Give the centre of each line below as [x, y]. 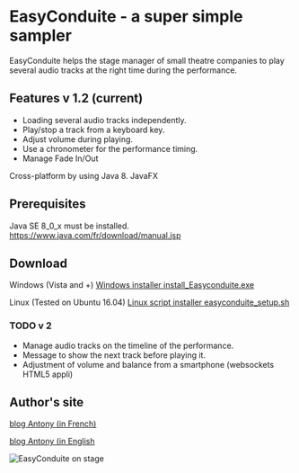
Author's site [47, 402]
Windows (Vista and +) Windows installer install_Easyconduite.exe [132, 285]
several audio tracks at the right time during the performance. [123, 70]
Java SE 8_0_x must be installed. [70, 226]
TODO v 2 [31, 326]
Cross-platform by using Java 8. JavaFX [84, 175]
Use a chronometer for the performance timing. [110, 148]
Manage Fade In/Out [60, 158]
